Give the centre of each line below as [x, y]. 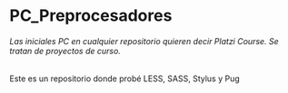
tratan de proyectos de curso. [65, 51]
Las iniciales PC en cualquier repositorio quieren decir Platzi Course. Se [144, 41]
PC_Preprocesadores [91, 16]
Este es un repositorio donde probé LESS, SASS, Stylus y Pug [125, 79]
